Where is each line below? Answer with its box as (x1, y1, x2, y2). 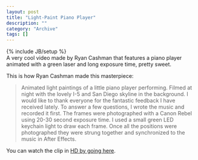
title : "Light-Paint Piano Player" (6, 14, 96, 21)
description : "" (6, 20, 47, 26)
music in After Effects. (21, 135, 77, 142)
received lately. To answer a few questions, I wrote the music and (21, 103, 185, 110)
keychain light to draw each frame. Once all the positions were (21, 123, 177, 130)
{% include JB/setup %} (6, 48, 67, 55)
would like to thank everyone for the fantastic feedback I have (21, 97, 176, 104)
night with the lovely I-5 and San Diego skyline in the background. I (21, 91, 189, 98)
